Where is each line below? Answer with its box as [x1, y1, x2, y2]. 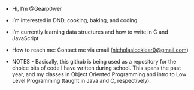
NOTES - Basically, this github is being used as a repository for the [11, 58, 177, 65]
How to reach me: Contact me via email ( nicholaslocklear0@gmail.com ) [11, 46, 189, 53]
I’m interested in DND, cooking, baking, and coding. [11, 17, 139, 23]
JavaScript [11, 35, 39, 41]
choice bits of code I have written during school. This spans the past [11, 64, 181, 71]
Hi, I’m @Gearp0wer [11, 5, 62, 12]
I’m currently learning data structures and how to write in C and [11, 28, 168, 35]
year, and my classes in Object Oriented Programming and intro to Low [11, 71, 187, 77]
